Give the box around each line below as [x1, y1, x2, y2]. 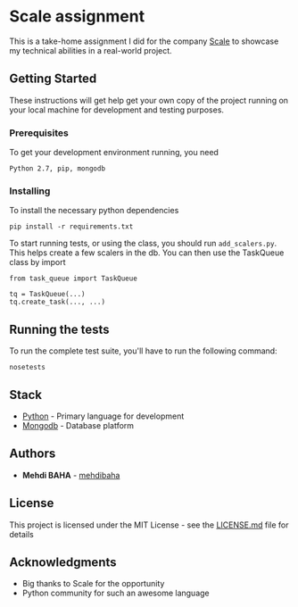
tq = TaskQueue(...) [9, 290, 87, 299]
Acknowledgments [9, 554, 118, 570]
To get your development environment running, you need [9, 147, 219, 158]
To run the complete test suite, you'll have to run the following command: [9, 345, 278, 356]
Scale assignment [9, 6, 145, 27]
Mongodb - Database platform [21, 420, 135, 430]
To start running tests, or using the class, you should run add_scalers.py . [9, 238, 277, 249]
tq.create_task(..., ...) [9, 297, 105, 307]
